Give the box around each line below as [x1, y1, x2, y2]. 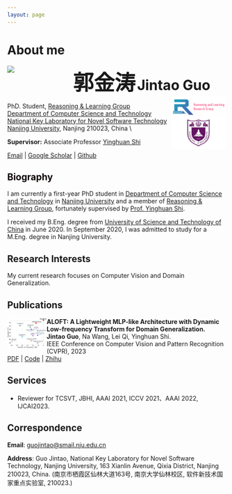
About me [7, 42, 65, 58]
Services [7, 375, 47, 387]
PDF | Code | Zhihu [7, 355, 62, 362]
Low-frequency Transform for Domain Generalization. [46, 325, 206, 333]
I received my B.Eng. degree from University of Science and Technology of [7, 218, 222, 226]
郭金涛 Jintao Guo [72, 70, 210, 95]
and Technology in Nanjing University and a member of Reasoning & [7, 197, 203, 206]
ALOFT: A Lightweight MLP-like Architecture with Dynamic [46, 318, 220, 325]
